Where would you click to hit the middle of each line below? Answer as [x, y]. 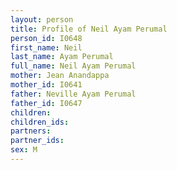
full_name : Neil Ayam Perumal [73, 66]
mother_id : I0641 [46, 85]
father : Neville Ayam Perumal [73, 94]
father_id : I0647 [46, 103]
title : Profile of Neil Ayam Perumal [89, 29]
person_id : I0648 [46, 38]
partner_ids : [37, 141]
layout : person [42, 19]
